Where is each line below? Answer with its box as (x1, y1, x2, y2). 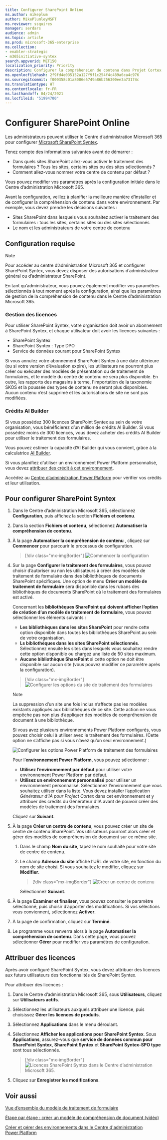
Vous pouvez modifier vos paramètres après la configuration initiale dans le (5, 179, 161, 185)
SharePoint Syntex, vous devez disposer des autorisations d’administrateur (5, 268, 159, 273)
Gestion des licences (5, 311, 57, 318)
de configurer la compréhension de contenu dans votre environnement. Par (5, 199, 161, 205)
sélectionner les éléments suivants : (12, 615, 86, 621)
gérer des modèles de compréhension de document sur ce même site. (12, 834, 157, 840)
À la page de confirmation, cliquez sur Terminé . (12, 919, 111, 925)
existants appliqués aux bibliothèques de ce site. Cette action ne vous (12, 707, 156, 713)
